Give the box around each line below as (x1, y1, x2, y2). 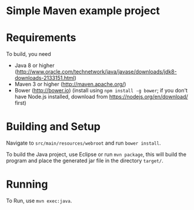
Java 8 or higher (14, 62, 55, 69)
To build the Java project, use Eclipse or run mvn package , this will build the (6, 151, 187, 158)
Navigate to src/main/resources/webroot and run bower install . (6, 139, 161, 146)
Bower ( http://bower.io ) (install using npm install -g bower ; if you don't (14, 87, 188, 94)
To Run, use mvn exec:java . (6, 197, 72, 204)
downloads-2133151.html (14, 75, 75, 82)
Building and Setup (6, 120, 101, 134)
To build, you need (6, 51, 51, 58)
